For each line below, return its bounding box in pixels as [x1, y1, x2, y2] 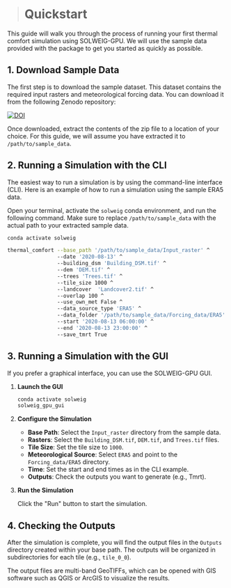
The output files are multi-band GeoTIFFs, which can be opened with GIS [7, 566, 217, 575]
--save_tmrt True [56, 331, 108, 338]
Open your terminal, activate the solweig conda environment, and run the [7, 206, 217, 214]
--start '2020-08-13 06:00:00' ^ [56, 318, 154, 326]
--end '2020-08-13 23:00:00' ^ [56, 324, 148, 331]
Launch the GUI [17, 382, 63, 390]
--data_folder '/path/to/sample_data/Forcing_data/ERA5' [56, 312, 226, 319]
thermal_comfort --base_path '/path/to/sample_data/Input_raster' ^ [7, 247, 210, 254]
